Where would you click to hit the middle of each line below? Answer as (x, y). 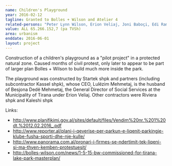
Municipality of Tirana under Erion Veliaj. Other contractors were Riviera (81, 94)
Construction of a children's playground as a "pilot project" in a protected (83, 58)
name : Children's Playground (36, 10)
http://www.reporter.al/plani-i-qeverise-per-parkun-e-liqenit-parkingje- (88, 131)
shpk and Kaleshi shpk (29, 100)
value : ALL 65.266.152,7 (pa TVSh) (43, 29)
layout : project (23, 43)
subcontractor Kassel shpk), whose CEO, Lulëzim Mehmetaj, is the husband (85, 84)
